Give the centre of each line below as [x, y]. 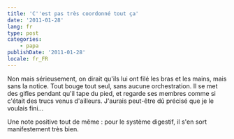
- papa [29, 46]
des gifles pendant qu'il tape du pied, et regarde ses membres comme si [112, 93]
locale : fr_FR [28, 59]
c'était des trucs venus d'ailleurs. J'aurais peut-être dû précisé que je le [111, 101]
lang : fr [20, 26]
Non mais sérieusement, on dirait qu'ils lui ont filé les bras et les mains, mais [117, 79]
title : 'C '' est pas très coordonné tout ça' [73, 14]
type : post [23, 33]
